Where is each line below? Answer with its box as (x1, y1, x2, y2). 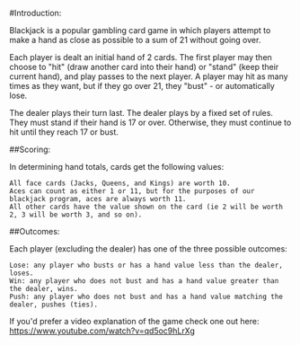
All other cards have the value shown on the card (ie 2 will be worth (9, 202, 283, 211)
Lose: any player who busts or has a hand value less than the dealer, (9, 261, 283, 270)
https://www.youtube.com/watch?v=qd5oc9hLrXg (9, 325, 195, 336)
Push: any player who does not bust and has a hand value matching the (9, 292, 283, 301)
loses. (9, 269, 34, 278)
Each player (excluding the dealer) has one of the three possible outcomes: (9, 243, 287, 254)
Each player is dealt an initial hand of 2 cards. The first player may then (9, 52, 272, 62)
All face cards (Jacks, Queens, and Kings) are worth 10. (9, 179, 231, 188)
